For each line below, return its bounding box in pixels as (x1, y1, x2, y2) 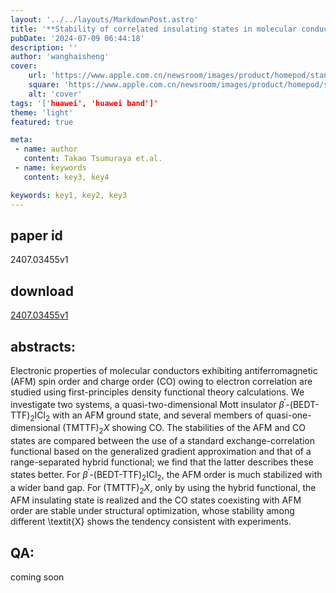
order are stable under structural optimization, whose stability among (10, 505, 295, 517)
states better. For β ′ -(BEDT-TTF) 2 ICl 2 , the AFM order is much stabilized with (10, 467, 323, 483)
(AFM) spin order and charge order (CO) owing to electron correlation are (10, 375, 313, 387)
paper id (10, 227, 63, 244)
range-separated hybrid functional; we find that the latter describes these (10, 456, 314, 468)
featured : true (10, 117, 74, 127)
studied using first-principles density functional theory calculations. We (10, 386, 305, 398)
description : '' (10, 42, 78, 53)
